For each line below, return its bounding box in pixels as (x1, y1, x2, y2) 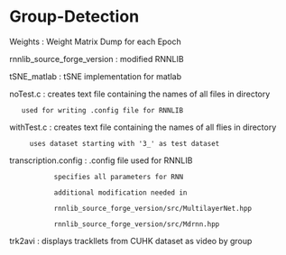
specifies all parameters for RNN (53, 172, 183, 181)
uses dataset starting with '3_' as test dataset (29, 139, 220, 148)
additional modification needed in (53, 187, 188, 197)
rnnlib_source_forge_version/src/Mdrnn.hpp (53, 219, 220, 229)
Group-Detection (9, 6, 140, 27)
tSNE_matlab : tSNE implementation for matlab (9, 70, 182, 82)
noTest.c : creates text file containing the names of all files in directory (9, 88, 271, 99)
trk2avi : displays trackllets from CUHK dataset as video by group (9, 235, 253, 246)
